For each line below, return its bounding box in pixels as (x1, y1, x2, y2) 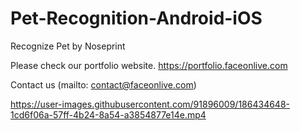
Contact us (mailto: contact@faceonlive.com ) (10, 78, 197, 91)
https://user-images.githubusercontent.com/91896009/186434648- (10, 98, 290, 110)
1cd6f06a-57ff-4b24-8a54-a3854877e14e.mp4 (10, 108, 207, 121)
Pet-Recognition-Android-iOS (10, 7, 263, 30)
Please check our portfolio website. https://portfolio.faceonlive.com (10, 59, 288, 71)
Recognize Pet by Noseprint (10, 40, 126, 52)
